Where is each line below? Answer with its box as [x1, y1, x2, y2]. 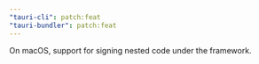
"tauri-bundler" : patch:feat [9, 21, 117, 30]
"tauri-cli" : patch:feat [9, 12, 101, 22]
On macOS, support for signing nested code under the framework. [9, 45, 252, 55]
